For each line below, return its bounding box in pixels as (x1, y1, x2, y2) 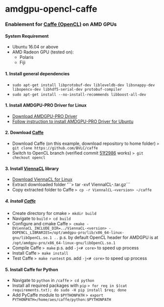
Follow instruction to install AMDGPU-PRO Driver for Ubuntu (12, 118, 134, 124)
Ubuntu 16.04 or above (12, 44, 59, 50)
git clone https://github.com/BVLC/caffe (12, 145, 98, 150)
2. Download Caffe (5, 130, 44, 136)
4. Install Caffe (5, 198, 36, 204)
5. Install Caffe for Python (5, 266, 58, 272)
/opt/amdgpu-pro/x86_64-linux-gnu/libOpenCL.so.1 (12, 241, 116, 246)
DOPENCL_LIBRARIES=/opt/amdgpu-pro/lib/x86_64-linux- (12, 230, 124, 236)
